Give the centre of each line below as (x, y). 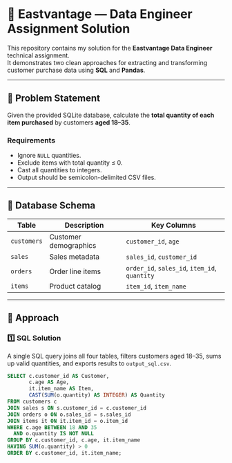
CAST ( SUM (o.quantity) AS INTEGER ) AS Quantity (97, 395)
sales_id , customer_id (162, 257)
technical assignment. (39, 55)
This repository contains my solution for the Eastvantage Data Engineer (110, 48)
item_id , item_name (156, 286)
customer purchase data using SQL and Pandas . (76, 70)
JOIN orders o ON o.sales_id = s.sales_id (69, 415)
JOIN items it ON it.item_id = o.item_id (68, 421)
